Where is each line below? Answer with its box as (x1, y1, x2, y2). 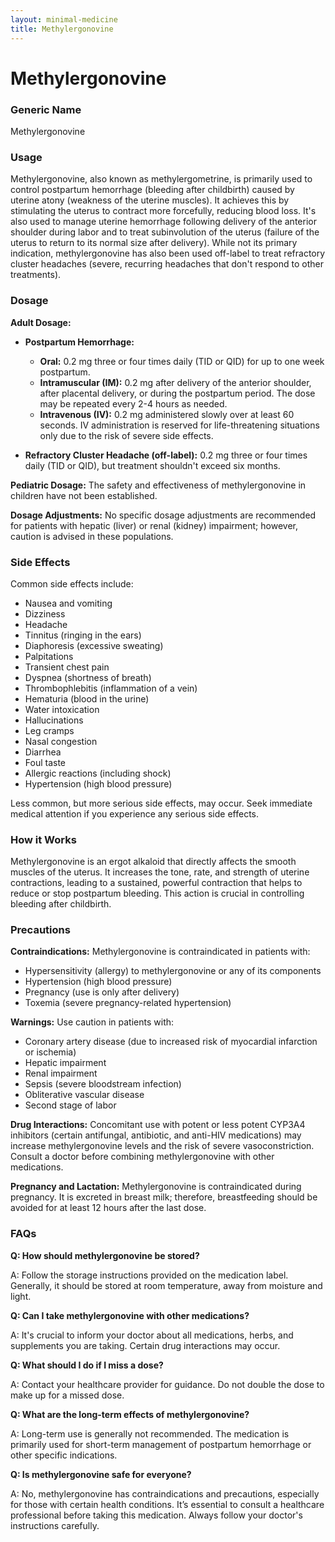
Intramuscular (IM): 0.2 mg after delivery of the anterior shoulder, (39, 376, 312, 388)
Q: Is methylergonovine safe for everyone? (10, 1468, 192, 1480)
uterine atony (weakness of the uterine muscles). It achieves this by (10, 194, 290, 206)
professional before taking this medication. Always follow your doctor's (10, 1509, 303, 1521)
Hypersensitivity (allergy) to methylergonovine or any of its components (24, 965, 322, 977)
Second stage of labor (24, 1099, 117, 1111)
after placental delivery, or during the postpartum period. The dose (39, 387, 316, 399)
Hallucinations (24, 714, 84, 726)
